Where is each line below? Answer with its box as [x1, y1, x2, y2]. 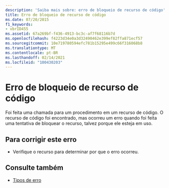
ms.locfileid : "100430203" [5, 60, 63, 65]
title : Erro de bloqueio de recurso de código [5, 12, 106, 17]
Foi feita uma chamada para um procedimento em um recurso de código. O [5, 109, 163, 115]
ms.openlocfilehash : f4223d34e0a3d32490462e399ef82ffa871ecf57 [5, 36, 143, 41]
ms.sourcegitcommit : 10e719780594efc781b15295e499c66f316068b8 [5, 41, 143, 46]
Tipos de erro [12, 177, 42, 183]
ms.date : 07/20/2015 [5, 17, 50, 22]
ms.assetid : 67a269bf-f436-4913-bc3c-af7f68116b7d [5, 31, 115, 36]
